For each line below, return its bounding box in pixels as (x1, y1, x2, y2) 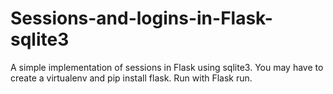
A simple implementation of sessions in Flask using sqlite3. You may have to (10, 61, 324, 73)
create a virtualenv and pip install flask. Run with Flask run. (10, 72, 253, 84)
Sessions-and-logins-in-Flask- (10, 7, 273, 30)
